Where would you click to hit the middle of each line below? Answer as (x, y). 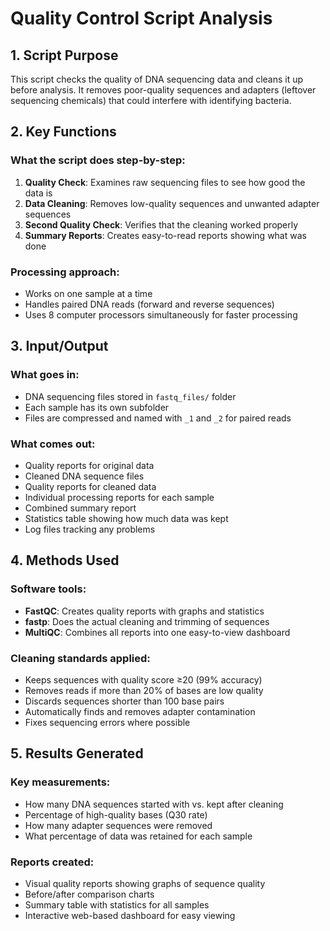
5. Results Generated (77, 753)
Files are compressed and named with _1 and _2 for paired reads (158, 418)
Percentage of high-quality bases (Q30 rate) (116, 814)
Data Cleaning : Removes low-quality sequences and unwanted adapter (172, 203)
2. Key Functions (63, 132)
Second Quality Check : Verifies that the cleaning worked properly (161, 224)
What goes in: (45, 375)
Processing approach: (65, 272)
